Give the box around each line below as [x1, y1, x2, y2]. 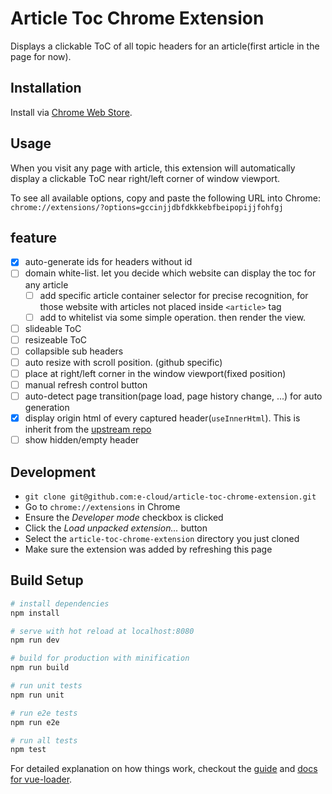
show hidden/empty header [24, 434, 140, 446]
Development [10, 463, 97, 481]
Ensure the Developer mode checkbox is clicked [24, 512, 224, 523]
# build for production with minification [10, 653, 190, 664]
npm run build [10, 663, 70, 673]
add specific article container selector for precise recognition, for [39, 289, 309, 301]
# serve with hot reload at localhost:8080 [10, 626, 195, 636]
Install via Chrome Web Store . [10, 106, 133, 118]
